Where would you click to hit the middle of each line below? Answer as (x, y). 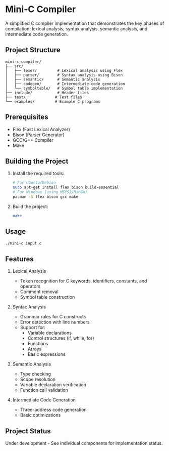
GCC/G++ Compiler (33, 140)
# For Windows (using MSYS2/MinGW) (50, 192)
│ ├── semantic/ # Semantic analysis (53, 79)
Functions (38, 344)
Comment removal (39, 292)
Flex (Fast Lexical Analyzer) (41, 129)
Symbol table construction (47, 297)
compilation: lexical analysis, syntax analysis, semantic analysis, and (76, 28)
